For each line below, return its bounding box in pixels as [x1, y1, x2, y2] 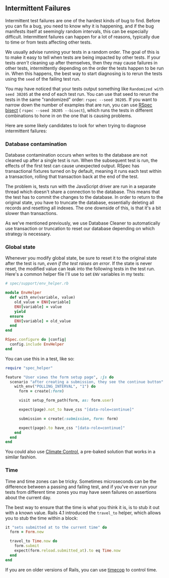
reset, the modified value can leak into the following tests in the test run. [5, 266, 155, 272]
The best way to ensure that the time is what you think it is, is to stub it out [5, 504, 160, 510]
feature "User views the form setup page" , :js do [5, 375, 114, 380]
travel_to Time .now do [10, 538, 58, 544]
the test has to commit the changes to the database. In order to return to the [5, 194, 163, 200]
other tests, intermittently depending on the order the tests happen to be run [5, 65, 164, 71]
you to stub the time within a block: [5, 515, 78, 521]
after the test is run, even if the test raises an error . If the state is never [5, 261, 152, 267]
